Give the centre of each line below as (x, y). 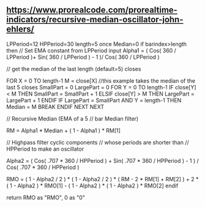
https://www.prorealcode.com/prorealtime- (92, 10)
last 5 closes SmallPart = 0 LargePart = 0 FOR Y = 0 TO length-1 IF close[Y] (102, 87)
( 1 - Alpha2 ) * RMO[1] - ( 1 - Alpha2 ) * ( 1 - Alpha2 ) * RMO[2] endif (92, 186)
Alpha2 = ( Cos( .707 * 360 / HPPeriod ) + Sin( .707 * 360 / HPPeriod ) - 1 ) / (102, 160)
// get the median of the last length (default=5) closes (74, 69)
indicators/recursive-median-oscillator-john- (95, 20)
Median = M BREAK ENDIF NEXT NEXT (55, 107)
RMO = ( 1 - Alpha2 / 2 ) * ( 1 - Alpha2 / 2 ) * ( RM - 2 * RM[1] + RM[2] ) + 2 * (102, 179)
